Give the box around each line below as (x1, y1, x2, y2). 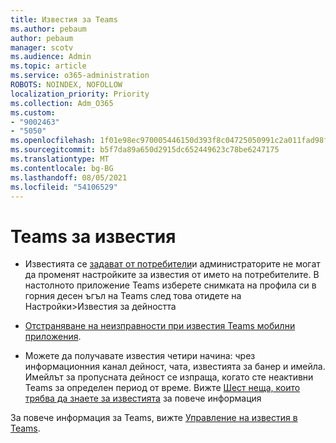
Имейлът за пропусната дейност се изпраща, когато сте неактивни (24, 371, 314, 383)
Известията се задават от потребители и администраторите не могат (24, 258, 321, 270)
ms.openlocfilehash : (10, 136, 97, 146)
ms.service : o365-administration (10, 71, 150, 81)
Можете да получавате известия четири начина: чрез (24, 350, 256, 362)
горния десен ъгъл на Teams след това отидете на (24, 290, 242, 302)
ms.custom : (10, 107, 56, 118)
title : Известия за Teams (10, 14, 118, 25)
